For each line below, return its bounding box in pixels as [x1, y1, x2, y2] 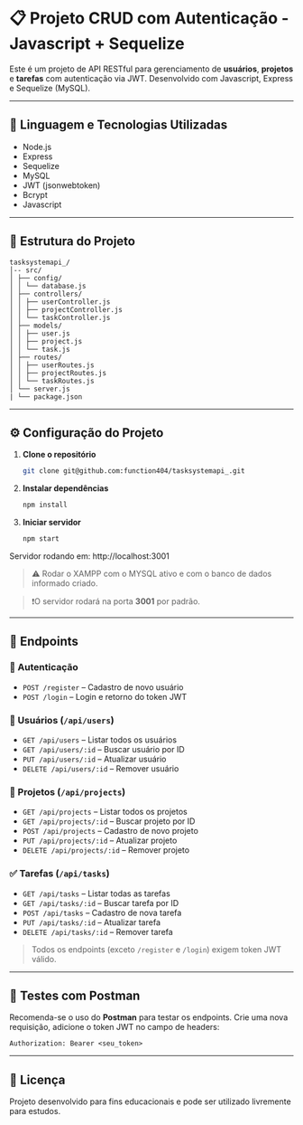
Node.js [22, 141, 52, 152]
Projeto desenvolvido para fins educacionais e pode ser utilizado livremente [9, 1096, 291, 1107]
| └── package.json [9, 392, 83, 402]
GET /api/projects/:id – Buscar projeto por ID [22, 816, 196, 827]
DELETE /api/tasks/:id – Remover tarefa [22, 926, 173, 937]
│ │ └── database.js [9, 281, 87, 290]
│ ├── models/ [9, 321, 63, 330]
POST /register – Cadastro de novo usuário [22, 681, 184, 693]
